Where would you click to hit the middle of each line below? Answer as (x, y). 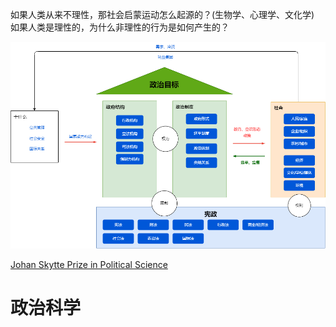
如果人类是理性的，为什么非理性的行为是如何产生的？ (120, 27)
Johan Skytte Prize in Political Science (89, 265)
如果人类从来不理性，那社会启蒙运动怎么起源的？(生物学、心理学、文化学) (162, 14)
